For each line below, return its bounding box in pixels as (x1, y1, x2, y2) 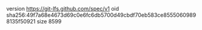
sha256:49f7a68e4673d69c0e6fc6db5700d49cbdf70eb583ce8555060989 (6, 11, 197, 19)
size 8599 (36, 18, 62, 25)
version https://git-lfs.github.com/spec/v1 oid (6, 5, 120, 12)
